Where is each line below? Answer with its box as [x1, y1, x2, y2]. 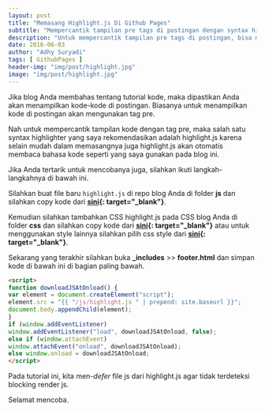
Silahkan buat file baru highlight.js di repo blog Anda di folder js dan [8, 188, 236, 198]
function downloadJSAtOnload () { [8, 284, 118, 292]
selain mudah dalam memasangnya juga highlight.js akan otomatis [8, 141, 223, 150]
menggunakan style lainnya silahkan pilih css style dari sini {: [8, 228, 207, 238]
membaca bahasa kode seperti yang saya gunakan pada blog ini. [8, 149, 219, 159]
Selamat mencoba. [8, 395, 69, 405]
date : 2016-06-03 [8, 41, 65, 49]
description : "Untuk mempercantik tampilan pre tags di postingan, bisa [8, 33, 252, 42]
